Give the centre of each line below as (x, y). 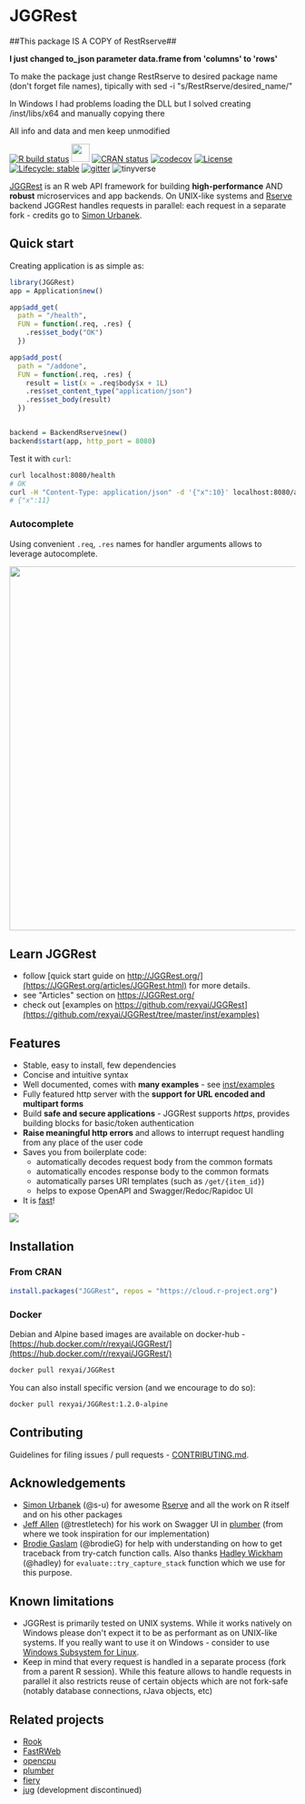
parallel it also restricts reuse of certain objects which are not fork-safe (155, 1681)
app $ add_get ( (34, 307)
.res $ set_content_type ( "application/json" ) (109, 391)
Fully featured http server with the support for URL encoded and (144, 1094)
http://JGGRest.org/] (165, 976)
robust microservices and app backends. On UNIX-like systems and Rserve (151, 196)
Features (35, 1043)
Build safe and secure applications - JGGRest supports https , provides (156, 1114)
